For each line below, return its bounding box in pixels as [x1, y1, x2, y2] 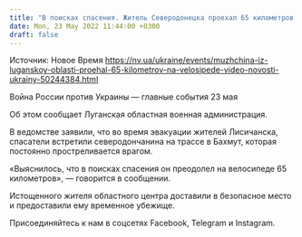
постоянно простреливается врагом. [9, 146, 153, 156]
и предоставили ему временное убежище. [9, 200, 175, 211]
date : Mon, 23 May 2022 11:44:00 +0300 [9, 22, 161, 31]
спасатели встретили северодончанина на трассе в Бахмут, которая [9, 137, 277, 147]
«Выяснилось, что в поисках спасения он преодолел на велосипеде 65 [9, 164, 287, 175]
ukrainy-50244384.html [9, 74, 99, 85]
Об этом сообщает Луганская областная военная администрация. [9, 109, 268, 120]
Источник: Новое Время [9, 55, 103, 66]
